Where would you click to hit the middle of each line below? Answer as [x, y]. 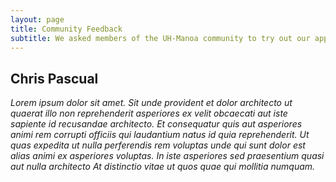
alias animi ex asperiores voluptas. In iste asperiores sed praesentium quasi [167, 156]
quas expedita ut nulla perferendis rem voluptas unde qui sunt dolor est [158, 145]
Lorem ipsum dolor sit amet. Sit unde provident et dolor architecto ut [151, 103]
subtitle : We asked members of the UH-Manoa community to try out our [160, 38]
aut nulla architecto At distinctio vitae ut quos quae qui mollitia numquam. [163, 167]
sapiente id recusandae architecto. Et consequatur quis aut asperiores [156, 124]
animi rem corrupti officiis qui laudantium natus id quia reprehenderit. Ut [160, 135]
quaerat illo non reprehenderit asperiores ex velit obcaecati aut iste [149, 113]
